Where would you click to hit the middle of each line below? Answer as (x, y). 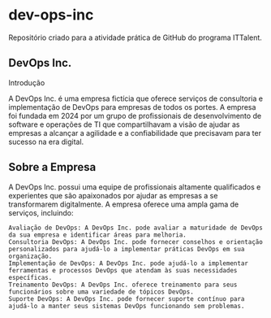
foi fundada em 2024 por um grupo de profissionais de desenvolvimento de (135, 115)
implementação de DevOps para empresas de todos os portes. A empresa (132, 107)
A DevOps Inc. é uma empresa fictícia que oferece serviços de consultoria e (136, 98)
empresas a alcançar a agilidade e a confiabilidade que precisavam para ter (135, 133)
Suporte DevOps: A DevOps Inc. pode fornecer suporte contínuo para (127, 298)
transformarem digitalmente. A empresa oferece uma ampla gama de (124, 204)
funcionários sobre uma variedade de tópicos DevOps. (101, 292)
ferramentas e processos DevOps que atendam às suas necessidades (123, 270)
